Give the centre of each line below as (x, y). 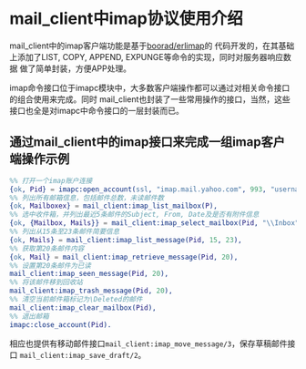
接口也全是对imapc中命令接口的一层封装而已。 (97, 110)
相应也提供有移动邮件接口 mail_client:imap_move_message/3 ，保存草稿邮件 (148, 343)
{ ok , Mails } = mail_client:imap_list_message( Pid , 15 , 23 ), (126, 240)
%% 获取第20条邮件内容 (47, 248)
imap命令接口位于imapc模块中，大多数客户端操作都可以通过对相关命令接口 (150, 87)
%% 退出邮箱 (30, 316)
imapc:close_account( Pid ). (61, 324)
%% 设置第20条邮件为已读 (50, 265)
